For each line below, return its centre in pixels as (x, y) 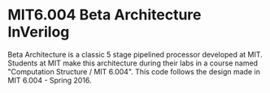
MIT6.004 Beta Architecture (105, 15)
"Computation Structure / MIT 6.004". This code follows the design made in (134, 71)
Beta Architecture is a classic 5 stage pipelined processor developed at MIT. (135, 54)
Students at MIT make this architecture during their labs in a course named (133, 63)
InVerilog (39, 32)
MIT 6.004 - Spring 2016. (50, 80)
